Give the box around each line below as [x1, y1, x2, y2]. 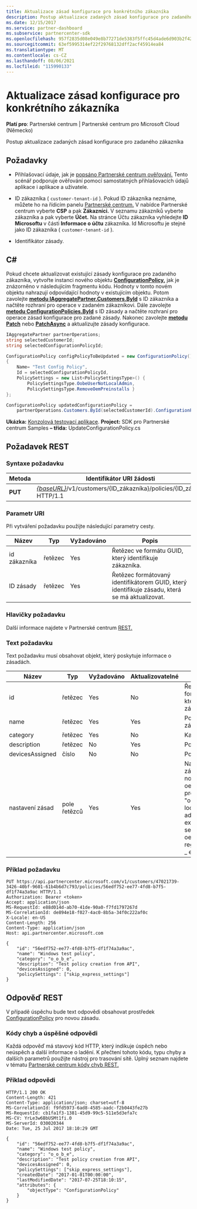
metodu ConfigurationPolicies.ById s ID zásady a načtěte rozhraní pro [6, 307, 178, 315]
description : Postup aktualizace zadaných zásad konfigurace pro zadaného [6, 14, 193, 20]
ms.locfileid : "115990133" [6, 63, 72, 69]
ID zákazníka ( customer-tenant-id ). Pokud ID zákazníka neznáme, [14, 195, 177, 202]
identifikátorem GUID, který [111, 578, 187, 586]
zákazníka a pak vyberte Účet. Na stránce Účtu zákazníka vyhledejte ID [14, 214, 189, 221]
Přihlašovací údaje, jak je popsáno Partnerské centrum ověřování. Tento [14, 171, 188, 178]
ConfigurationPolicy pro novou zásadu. [6, 1015, 100, 1021]
